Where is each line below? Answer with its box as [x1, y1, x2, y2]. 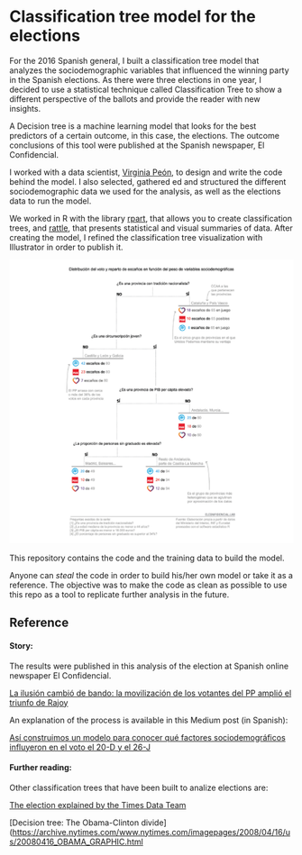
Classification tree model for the [9, 6, 256, 27]
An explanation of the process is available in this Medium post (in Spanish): [9, 714, 288, 725]
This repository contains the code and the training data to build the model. [9, 552, 286, 563]
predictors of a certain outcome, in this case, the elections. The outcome [9, 130, 279, 141]
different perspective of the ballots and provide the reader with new [9, 93, 261, 105]
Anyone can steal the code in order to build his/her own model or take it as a [9, 569, 293, 580]
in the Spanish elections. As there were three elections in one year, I [9, 74, 261, 85]
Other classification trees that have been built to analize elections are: [9, 782, 269, 793]
